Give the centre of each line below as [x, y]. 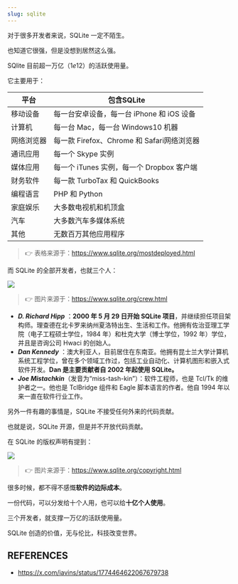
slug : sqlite [27, 14]
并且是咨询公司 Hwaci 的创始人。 [66, 343]
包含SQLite [126, 100]
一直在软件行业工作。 [55, 396]
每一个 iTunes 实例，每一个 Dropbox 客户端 [125, 167]
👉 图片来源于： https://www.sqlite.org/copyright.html [103, 470]
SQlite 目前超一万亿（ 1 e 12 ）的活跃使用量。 [70, 66]
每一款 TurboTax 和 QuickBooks [107, 180]
